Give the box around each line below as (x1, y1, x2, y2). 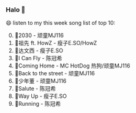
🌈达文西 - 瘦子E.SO (14, 47, 64, 54)
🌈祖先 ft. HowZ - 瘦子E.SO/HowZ (14, 39, 97, 47)
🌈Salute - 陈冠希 (14, 85, 56, 92)
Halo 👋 (6, 5, 26, 14)
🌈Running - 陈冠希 (14, 100, 61, 108)
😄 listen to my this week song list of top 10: (6, 19, 116, 27)
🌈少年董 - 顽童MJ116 (14, 77, 67, 84)
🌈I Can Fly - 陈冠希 (14, 55, 62, 62)
